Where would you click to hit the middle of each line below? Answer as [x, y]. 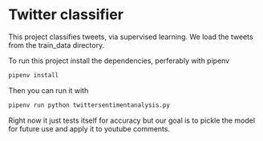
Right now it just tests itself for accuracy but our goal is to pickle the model [131, 120]
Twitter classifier [66, 15]
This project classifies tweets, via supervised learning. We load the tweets [131, 37]
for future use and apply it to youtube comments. [89, 128]
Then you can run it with [49, 90]
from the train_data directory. [57, 45]
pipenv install [34, 75]
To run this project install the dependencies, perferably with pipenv [119, 61]
